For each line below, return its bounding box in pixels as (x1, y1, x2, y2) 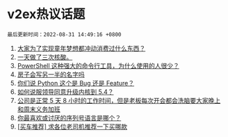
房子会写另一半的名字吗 (17, 70, 85, 79)
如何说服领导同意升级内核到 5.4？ (17, 88, 114, 96)
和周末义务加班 (17, 105, 60, 113)
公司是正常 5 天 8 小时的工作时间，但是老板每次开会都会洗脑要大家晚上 (17, 96, 221, 104)
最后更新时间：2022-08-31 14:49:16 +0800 (7, 31, 122, 38)
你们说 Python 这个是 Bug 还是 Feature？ (17, 79, 134, 87)
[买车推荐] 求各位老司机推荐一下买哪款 (17, 122, 127, 131)
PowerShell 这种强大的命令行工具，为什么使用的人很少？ (17, 61, 179, 70)
